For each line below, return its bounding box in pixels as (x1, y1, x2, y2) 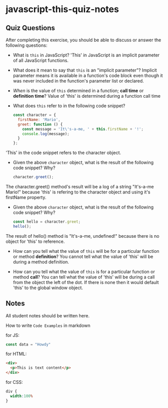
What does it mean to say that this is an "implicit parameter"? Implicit (13, 67, 157, 73)
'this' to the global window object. (13, 285, 83, 291)
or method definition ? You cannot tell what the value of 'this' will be (13, 253, 153, 259)
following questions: (6, 42, 48, 48)
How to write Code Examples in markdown (6, 322, 91, 328)
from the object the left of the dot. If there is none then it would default (13, 279, 159, 285)
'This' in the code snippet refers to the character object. (6, 150, 121, 156)
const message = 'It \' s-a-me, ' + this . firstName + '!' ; (22, 126, 144, 131)
